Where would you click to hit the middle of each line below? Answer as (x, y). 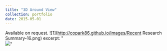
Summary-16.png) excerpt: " (34, 38)
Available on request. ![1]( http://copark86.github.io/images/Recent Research (84, 33)
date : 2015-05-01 (23, 19)
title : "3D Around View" (31, 10)
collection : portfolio (29, 14)
